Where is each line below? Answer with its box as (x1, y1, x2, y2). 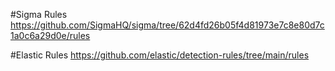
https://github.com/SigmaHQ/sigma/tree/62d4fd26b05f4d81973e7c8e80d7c (10, 19, 325, 31)
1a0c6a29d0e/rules (10, 30, 91, 41)
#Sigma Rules (10, 9, 68, 20)
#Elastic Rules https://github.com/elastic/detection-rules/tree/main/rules (10, 49, 310, 61)
